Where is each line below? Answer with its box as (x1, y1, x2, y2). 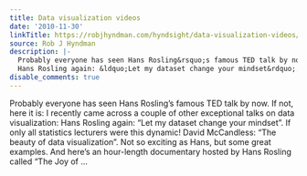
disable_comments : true (9, 73, 101, 82)
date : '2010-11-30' (9, 22, 84, 31)
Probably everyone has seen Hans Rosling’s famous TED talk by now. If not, (9, 98, 294, 109)
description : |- (9, 47, 71, 57)
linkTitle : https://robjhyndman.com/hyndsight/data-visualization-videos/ (9, 30, 301, 39)
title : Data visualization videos (9, 13, 142, 23)
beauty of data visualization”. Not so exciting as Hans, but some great (9, 136, 271, 147)
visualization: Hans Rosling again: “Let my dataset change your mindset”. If (9, 117, 291, 128)
